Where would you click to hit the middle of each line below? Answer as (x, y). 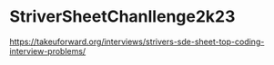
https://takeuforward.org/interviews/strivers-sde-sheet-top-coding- (137, 42)
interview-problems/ (48, 51)
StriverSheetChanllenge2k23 (122, 17)
